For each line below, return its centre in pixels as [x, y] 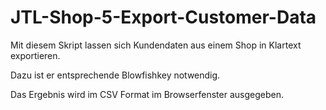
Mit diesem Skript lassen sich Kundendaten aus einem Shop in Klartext [156, 45]
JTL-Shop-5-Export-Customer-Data [163, 17]
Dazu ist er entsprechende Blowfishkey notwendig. [115, 75]
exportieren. [35, 55]
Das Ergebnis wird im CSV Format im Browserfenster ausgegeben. [147, 94]
